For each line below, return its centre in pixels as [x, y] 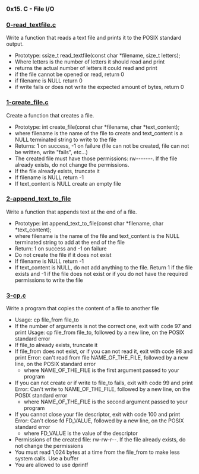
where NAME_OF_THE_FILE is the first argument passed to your [101, 370]
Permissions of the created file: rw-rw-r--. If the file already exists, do [100, 440]
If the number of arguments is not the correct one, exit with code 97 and [103, 326]
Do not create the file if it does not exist [63, 255]
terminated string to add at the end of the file [70, 242]
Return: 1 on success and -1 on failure [61, 249]
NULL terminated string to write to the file [66, 139]
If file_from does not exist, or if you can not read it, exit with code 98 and [104, 351]
